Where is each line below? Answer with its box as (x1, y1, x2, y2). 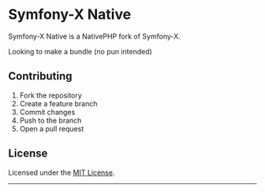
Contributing (8, 69, 73, 83)
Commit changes (19, 107, 76, 116)
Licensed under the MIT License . (8, 168, 115, 177)
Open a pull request (19, 124, 84, 133)
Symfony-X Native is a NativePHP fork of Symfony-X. (8, 31, 181, 41)
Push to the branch (19, 116, 82, 125)
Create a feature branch (19, 98, 98, 108)
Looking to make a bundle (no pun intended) (8, 46, 152, 56)
